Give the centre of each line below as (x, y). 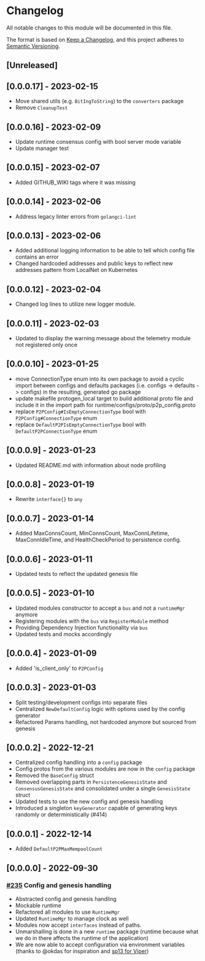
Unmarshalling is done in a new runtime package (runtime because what (107, 932)
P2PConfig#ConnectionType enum (56, 418)
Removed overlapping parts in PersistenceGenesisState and (91, 782)
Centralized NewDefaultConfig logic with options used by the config (100, 709)
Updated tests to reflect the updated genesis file (76, 574)
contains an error (37, 257)
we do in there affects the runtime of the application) (82, 938)
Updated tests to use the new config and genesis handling (89, 801)
